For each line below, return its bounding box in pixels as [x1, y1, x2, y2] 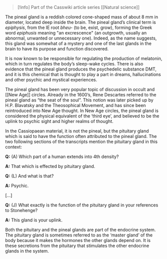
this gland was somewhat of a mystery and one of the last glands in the [5, 40, 152, 46]
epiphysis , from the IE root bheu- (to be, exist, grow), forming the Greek [5, 24, 153, 30]
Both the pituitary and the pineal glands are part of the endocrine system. [5, 227, 156, 232]
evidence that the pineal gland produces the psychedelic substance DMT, [5, 66, 157, 72]
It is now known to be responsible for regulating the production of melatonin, [5, 55, 163, 61]
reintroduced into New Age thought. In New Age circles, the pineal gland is [5, 107, 159, 113]
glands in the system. [5, 248, 49, 254]
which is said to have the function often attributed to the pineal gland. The [5, 133, 157, 139]
